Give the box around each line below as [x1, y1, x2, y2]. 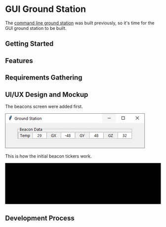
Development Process [5, 214, 75, 222]
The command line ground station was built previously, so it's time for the [5, 20, 155, 26]
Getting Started [5, 40, 54, 48]
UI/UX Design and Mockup [5, 90, 88, 99]
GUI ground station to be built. [5, 25, 67, 31]
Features [5, 56, 33, 65]
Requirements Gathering [5, 74, 83, 82]
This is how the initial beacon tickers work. [5, 153, 92, 159]
